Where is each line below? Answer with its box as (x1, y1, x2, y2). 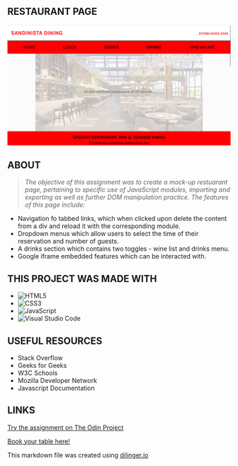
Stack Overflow (17, 353, 64, 362)
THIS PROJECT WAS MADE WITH (7, 273, 157, 285)
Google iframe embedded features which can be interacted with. (17, 252, 207, 261)
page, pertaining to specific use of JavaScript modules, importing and (24, 185, 230, 194)
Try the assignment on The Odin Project (7, 423, 124, 432)
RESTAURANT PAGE (7, 6, 98, 18)
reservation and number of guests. (17, 237, 119, 246)
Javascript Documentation (17, 384, 95, 392)
